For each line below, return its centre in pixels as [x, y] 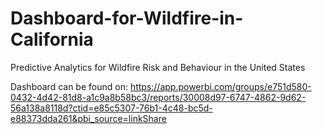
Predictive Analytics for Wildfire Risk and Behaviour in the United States [158, 67]
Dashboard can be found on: [69, 86]
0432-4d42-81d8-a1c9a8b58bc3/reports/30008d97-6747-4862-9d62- [158, 97]
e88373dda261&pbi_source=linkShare [88, 118]
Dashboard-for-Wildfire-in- [127, 18]
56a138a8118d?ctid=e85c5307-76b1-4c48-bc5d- [111, 108]
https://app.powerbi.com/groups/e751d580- [220, 86]
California [52, 39]
